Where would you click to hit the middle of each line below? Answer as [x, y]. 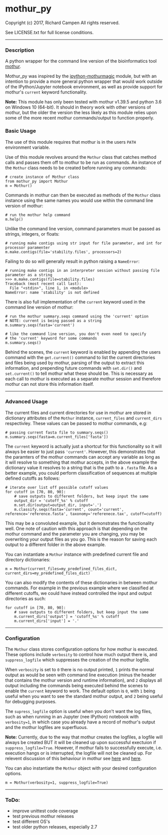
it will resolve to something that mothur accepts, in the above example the [81, 462]
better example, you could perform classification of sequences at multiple [81, 473]
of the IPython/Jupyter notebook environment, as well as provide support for [84, 87]
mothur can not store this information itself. [49, 384]
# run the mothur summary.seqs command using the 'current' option [77, 316]
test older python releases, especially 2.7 [55, 827]
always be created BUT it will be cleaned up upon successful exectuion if [81, 743]
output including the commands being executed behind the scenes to [77, 686]
